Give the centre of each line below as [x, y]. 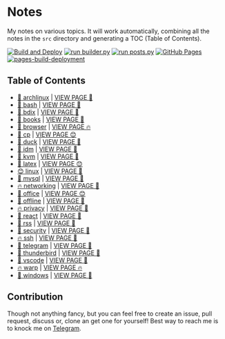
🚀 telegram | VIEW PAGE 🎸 [55, 245]
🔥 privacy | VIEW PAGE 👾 [52, 208]
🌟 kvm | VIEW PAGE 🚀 [48, 156]
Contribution [35, 297]
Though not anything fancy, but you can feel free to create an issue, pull [110, 314]
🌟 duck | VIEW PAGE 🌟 [49, 141]
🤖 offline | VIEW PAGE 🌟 [51, 201]
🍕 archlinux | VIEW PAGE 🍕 [55, 97]
